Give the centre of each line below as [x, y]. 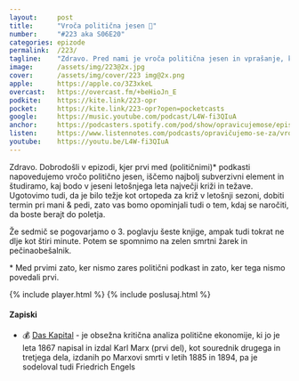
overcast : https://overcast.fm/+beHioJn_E [93, 92]
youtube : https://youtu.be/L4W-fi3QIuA [89, 142]
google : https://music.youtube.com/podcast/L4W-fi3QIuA [123, 117]
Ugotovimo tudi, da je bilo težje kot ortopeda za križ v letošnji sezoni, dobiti [147, 195]
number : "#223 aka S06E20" [67, 34]
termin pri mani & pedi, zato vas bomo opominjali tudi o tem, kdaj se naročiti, [149, 205]
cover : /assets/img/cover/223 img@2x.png [97, 76]
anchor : [24, 126]
